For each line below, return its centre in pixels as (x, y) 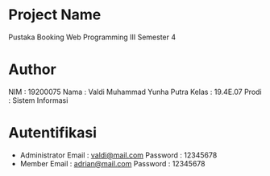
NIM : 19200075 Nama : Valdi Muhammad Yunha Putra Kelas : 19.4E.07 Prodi (135, 92)
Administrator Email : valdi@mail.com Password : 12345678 (118, 155)
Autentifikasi (52, 133)
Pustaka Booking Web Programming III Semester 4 (92, 37)
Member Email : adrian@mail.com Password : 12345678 (112, 163)
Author (32, 70)
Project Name (55, 15)
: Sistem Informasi (38, 100)
